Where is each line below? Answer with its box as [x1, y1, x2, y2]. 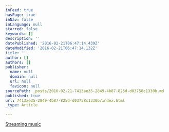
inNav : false [5, 17, 33, 22]
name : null [10, 70, 33, 75]
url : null [10, 79, 31, 84]
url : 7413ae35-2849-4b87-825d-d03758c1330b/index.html [5, 98, 125, 103]
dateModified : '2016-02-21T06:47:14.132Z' [5, 46, 98, 51]
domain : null [10, 74, 38, 79]
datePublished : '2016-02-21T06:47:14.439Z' [5, 41, 100, 46]
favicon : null [10, 83, 40, 89]
